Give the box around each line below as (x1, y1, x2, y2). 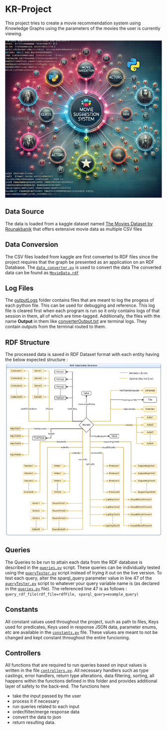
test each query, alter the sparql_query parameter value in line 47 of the (5, 575, 153, 581)
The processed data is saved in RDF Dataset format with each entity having (5, 352, 160, 358)
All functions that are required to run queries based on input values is (5, 662, 147, 668)
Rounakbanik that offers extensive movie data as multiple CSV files (5, 226, 143, 232)
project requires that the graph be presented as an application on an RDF (5, 259, 155, 265)
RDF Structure (5, 338, 50, 347)
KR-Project (5, 3, 52, 15)
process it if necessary (12, 698, 60, 704)
